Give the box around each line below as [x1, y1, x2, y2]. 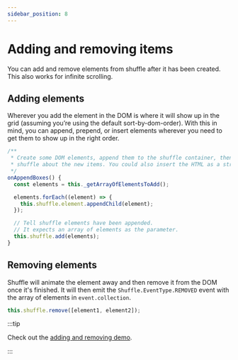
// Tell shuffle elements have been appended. [13, 219, 154, 227]
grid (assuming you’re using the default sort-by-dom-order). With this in [7, 119, 217, 128]
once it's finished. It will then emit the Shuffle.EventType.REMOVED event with [7, 285, 229, 294]
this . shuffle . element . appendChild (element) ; [20, 200, 154, 207]
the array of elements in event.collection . [7, 293, 131, 302]
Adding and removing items [7, 40, 174, 57]
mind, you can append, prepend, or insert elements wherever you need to [7, 126, 223, 135]
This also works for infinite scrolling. [7, 72, 113, 80]
